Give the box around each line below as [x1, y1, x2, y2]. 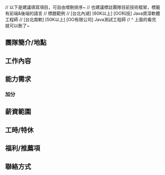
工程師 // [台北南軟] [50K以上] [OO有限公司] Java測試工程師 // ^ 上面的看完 [5, 17, 157, 22]
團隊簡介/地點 [5, 38, 47, 47]
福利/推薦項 [5, 144, 40, 152]
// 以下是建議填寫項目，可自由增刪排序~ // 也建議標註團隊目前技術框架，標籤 [5, 4, 161, 10]
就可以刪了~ [5, 23, 30, 29]
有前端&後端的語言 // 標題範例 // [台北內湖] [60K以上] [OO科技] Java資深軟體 [5, 10, 161, 16]
